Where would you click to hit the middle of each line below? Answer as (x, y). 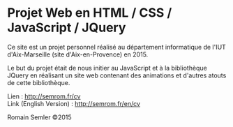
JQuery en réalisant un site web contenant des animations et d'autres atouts (117, 75)
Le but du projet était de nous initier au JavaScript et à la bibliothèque (107, 68)
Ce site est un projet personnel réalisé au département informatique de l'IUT (117, 47)
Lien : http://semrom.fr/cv (44, 96)
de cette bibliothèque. (39, 82)
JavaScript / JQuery (67, 28)
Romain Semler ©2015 (39, 117)
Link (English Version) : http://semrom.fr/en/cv (74, 103)
